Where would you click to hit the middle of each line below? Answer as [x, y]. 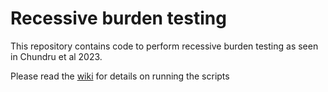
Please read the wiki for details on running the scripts [120, 76]
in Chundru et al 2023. [56, 56]
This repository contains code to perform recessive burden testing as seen [164, 46]
